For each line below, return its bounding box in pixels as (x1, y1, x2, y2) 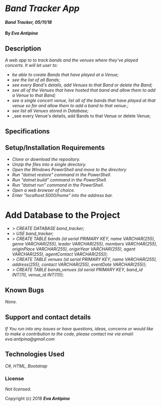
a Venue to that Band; (12, 93, 56, 98)
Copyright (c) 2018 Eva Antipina (5, 396, 70, 402)
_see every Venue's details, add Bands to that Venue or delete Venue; (12, 113, 151, 119)
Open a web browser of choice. (12, 187, 75, 193)
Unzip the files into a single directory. (12, 162, 87, 167)
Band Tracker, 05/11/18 (5, 19, 52, 25)
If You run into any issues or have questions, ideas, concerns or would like (5, 325, 154, 331)
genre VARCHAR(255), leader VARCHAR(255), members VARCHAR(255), (12, 241, 158, 247)
